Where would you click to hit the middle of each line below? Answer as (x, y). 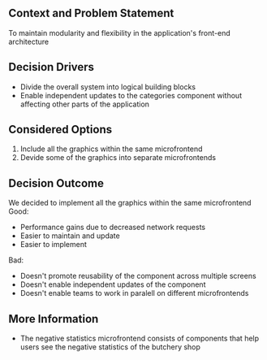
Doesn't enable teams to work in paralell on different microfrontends (134, 293)
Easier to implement (54, 245)
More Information (54, 319)
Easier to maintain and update (70, 236)
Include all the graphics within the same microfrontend (111, 149)
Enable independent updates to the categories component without (131, 95)
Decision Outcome (56, 183)
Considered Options (60, 130)
